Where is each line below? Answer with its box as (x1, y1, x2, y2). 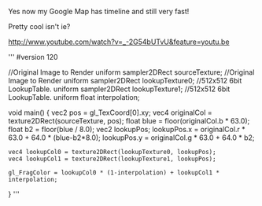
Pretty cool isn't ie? (8, 22, 71, 31)
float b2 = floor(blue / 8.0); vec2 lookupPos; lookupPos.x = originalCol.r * (8, 125, 245, 134)
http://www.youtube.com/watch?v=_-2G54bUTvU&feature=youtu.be (8, 37, 230, 46)
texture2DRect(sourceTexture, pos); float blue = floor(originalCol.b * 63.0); (8, 116, 250, 125)
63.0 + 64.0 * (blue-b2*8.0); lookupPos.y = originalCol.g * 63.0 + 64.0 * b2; (8, 133, 255, 142)
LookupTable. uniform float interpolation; (8, 93, 140, 101)
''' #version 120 (8, 53, 58, 61)
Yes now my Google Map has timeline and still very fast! (8, 7, 190, 16)
